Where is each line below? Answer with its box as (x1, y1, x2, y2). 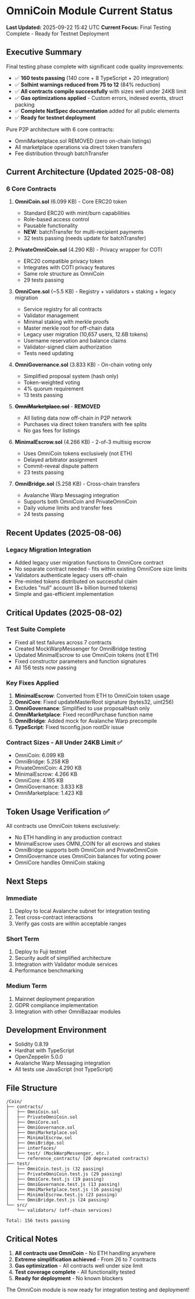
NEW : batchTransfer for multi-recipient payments (23, 228, 144, 236)
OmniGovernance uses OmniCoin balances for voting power (14, 853, 161, 860)
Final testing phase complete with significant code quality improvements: (6, 63, 184, 70)
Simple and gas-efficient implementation (14, 591, 114, 598)
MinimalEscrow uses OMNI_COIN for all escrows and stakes (14, 840, 161, 847)
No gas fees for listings (23, 427, 80, 434)
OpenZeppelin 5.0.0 (14, 1053, 63, 1061)
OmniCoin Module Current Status (6, 4, 173, 18)
